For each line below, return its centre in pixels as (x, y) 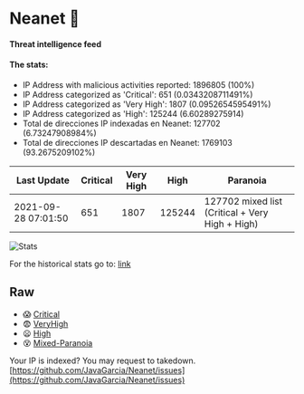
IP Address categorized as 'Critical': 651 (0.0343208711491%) (138, 94)
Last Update (43, 180)
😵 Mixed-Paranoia (57, 342)
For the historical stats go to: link (70, 264)
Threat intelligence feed (56, 43)
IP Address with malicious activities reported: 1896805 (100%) (138, 84)
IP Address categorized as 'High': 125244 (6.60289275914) (133, 113)
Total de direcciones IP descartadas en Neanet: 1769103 (127, 142)
